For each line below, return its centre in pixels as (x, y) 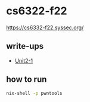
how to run (27, 80)
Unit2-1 (24, 60)
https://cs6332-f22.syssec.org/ (45, 27)
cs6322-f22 (37, 11)
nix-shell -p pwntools (34, 93)
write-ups (25, 46)
